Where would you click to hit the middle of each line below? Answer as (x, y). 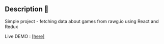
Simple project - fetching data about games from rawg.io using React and (82, 21)
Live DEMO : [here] (25, 36)
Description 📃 (27, 9)
